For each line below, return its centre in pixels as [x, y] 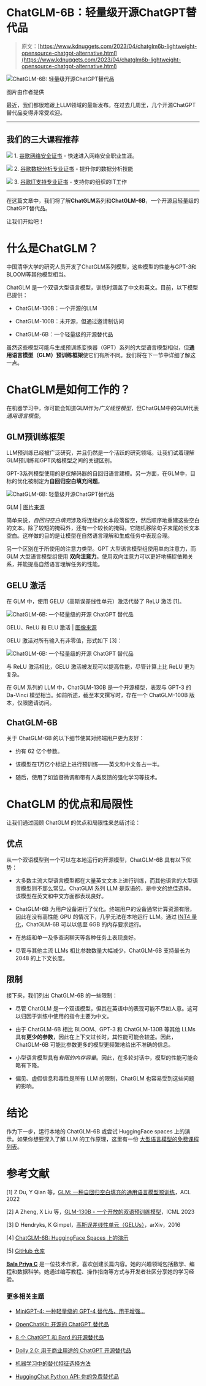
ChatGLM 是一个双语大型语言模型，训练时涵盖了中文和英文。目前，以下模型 [102, 287]
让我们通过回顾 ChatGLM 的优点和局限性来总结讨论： [74, 822]
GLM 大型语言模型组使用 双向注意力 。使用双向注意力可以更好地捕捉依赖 [97, 556]
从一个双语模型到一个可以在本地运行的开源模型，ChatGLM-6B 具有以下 [96, 860]
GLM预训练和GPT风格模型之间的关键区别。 [61, 460]
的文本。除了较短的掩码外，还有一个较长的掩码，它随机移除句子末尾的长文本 [103, 528]
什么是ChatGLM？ [52, 248]
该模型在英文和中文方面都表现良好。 [61, 896]
